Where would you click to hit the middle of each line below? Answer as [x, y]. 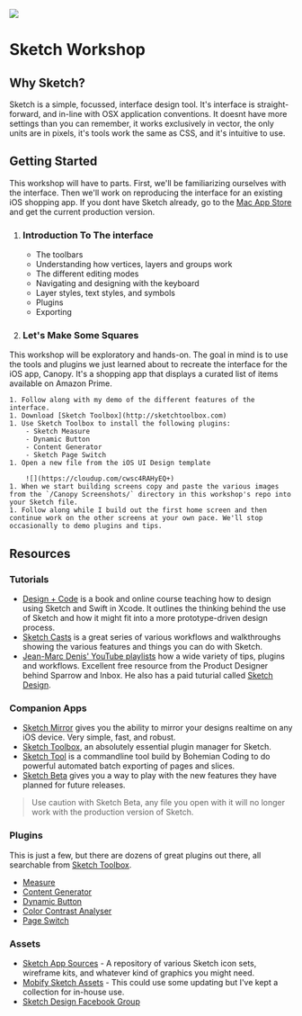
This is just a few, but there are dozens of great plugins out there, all [135, 855]
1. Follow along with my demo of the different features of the [132, 400]
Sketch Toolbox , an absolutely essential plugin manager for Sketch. [147, 747]
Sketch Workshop [77, 50]
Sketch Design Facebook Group [81, 1001]
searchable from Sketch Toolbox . [71, 865]
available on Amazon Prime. [61, 383]
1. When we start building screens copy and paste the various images [144, 487]
